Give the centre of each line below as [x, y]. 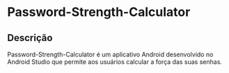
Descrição [30, 38]
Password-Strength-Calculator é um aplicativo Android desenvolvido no [110, 54]
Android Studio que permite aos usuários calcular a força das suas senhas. [115, 62]
